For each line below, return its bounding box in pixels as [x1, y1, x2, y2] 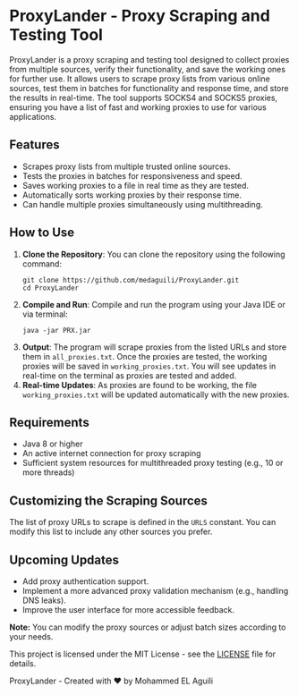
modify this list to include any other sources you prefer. [9, 526, 213, 538]
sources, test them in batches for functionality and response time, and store [9, 82, 289, 93]
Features [9, 137, 60, 153]
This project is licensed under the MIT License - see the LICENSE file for [9, 648, 276, 659]
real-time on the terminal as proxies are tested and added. [21, 369, 237, 381]
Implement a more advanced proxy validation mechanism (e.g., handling [21, 586, 289, 596]
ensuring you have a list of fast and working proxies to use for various [9, 101, 267, 113]
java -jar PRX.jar [21, 326, 91, 335]
